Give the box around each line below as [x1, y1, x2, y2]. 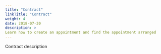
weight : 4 [5, 16, 26, 21]
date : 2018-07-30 [5, 21, 41, 26]
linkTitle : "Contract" [5, 12, 52, 17]
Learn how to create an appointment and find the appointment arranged [5, 30, 156, 35]
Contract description [5, 44, 48, 49]
